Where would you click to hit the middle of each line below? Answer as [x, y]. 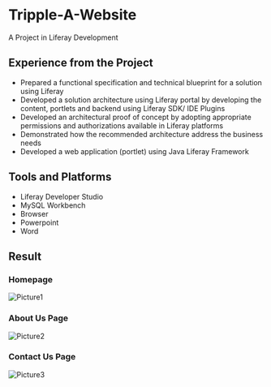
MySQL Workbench [53, 205]
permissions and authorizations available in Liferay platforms [122, 125]
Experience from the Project [81, 63]
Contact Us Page [42, 357]
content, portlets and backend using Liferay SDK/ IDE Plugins [123, 108]
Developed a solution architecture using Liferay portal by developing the [141, 100]
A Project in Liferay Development [63, 37]
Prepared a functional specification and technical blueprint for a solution [141, 82]
